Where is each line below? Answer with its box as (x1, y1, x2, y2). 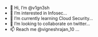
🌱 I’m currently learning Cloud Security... (9, 15, 94, 21)
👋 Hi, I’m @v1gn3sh (9, 5, 50, 10)
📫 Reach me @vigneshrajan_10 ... (9, 26, 80, 32)
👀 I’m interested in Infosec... (9, 10, 67, 16)
